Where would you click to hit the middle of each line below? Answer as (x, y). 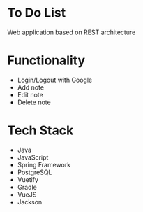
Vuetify (28, 179)
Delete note (34, 102)
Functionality (46, 61)
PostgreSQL (35, 172)
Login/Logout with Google (55, 80)
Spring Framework (44, 164)
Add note (30, 87)
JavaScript (33, 157)
